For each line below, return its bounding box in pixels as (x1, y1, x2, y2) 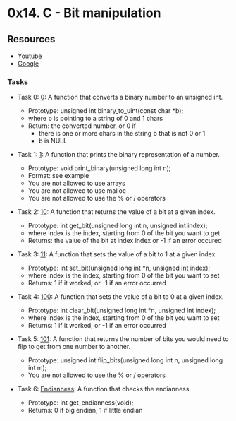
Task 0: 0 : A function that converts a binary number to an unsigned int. (17, 93, 223, 102)
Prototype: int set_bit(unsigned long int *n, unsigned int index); (27, 263, 211, 273)
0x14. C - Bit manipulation (7, 5, 161, 21)
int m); (27, 364, 47, 372)
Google (17, 59, 39, 68)
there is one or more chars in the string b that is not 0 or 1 (38, 129, 206, 138)
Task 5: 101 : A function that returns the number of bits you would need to (17, 335, 229, 343)
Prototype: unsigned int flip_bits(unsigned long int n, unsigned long (27, 356, 223, 364)
